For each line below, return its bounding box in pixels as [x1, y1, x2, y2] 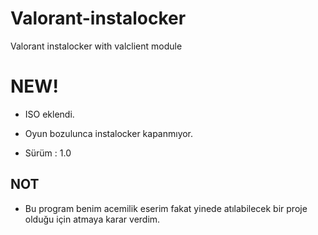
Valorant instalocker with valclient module [10, 40, 183, 52]
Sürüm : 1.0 [24, 147, 72, 159]
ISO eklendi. [24, 108, 75, 120]
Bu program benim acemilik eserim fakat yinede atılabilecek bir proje [24, 202, 308, 214]
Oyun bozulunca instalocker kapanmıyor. [24, 127, 194, 139]
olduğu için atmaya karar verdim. [24, 213, 161, 225]
